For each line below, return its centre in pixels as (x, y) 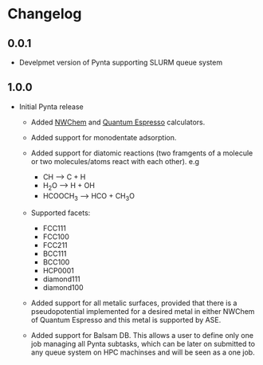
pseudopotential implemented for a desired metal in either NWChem (143, 312)
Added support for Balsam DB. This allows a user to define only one (142, 336)
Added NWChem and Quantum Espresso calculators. (118, 122)
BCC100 (56, 262)
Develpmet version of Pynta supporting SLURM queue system (121, 62)
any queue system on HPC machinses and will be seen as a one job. (143, 352)
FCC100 (56, 237)
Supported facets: (61, 213)
